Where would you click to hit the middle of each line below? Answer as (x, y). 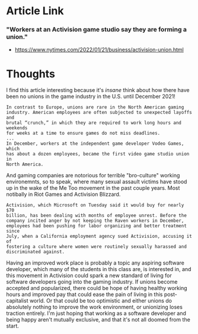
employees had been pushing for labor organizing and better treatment (96, 226)
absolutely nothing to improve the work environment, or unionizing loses (94, 307)
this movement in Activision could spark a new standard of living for (89, 276)
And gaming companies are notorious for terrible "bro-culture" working (93, 176)
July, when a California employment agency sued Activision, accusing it (99, 236)
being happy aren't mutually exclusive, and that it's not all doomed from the (98, 320)
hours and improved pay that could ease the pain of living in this (84, 294)
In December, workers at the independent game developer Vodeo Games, (95, 144)
